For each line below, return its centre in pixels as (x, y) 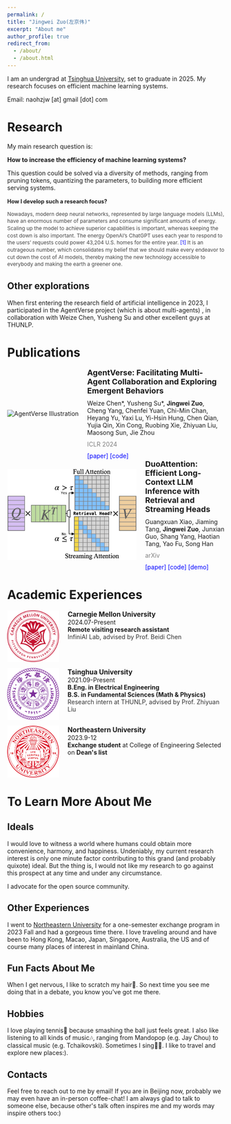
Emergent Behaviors (125, 391)
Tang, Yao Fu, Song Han (179, 543)
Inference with (172, 491)
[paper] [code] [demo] (177, 567)
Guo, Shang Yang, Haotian (182, 536)
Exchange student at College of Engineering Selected (145, 745)
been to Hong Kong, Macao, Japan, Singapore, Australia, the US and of (108, 939)
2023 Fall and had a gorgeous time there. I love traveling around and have (112, 932)
